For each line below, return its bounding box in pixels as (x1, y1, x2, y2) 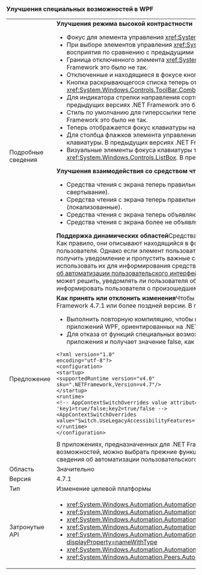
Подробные (9, 148, 44, 156)
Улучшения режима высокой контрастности (56, 20, 193, 28)
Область (9, 465, 34, 473)
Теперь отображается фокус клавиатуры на (66, 123, 196, 132)
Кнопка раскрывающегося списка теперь (66, 78, 189, 87)
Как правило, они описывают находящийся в (56, 239, 189, 248)
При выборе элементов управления (66, 41, 173, 49)
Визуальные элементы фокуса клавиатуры (66, 146, 192, 155)
